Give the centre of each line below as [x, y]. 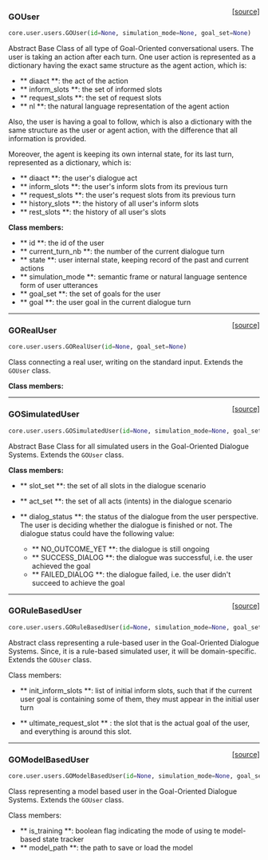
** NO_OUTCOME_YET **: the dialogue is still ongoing [120, 549]
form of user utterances [59, 286]
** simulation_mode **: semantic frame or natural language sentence [133, 277]
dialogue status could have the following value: [97, 533]
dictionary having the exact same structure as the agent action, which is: [128, 65]
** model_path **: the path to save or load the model [106, 847]
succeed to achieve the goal [78, 582]
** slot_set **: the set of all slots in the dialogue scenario [113, 485]
